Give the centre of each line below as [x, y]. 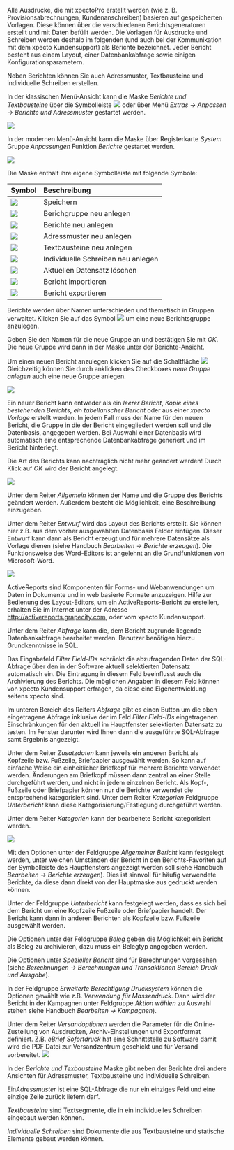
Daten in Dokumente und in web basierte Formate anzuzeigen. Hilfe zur [110, 595]
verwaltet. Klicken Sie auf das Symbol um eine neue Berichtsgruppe [109, 318]
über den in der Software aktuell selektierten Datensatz [111, 666]
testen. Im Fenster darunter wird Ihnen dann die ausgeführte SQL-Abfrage [113, 732]
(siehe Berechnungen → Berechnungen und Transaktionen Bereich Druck [112, 967]
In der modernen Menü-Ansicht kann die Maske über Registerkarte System [115, 139]
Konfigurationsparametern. [46, 62]
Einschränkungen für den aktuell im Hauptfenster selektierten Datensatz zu [115, 724]
